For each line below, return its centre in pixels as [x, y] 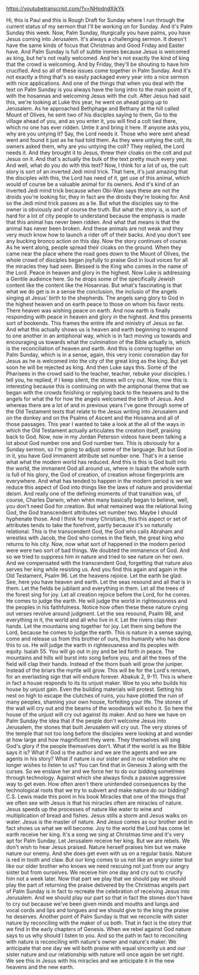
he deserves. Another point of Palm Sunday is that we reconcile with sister [97, 916]
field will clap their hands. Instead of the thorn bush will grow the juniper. [95, 664]
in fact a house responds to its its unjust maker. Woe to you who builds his [97, 683]
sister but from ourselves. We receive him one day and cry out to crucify [94, 872]
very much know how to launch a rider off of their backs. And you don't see [98, 235]
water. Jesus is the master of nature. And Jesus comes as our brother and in [99, 822]
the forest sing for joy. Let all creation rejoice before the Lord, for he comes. [99, 594]
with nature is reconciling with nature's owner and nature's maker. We [91, 942]
